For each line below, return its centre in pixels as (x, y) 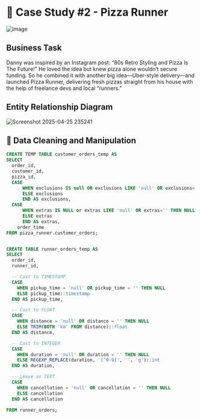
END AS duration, (33, 366)
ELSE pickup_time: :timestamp (54, 294)
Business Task (34, 48)
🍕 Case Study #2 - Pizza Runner (87, 12)
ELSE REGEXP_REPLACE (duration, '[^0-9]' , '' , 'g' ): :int (89, 360)
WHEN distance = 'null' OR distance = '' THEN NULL (83, 321)
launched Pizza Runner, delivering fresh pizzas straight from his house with (100, 81)
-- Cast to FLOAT (33, 310)
